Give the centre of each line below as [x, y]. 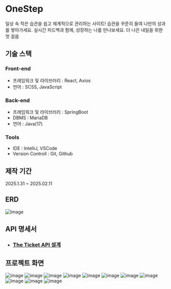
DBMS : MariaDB [30, 118]
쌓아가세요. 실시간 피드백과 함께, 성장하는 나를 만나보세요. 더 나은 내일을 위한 [87, 30]
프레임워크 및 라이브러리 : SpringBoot [50, 112]
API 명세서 [21, 229]
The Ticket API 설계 [37, 245]
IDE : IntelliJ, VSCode [35, 149]
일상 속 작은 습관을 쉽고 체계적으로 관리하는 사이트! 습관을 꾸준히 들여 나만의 [81, 23]
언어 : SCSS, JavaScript [37, 86]
